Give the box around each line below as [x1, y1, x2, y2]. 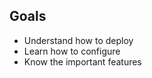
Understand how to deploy [23, 34, 134, 46]
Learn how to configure [23, 45, 121, 57]
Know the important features [23, 55, 142, 68]
